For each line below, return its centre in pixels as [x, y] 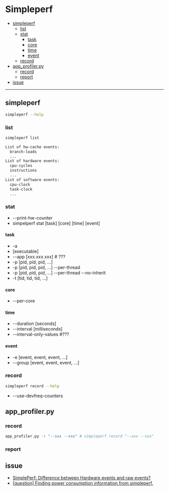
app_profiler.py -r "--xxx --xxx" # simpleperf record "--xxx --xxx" [80, 437]
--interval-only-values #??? [41, 335]
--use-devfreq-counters [38, 396]
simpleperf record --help [32, 386]
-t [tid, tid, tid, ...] [30, 278]
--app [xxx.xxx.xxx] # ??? [39, 256]
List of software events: [32, 180]
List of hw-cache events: [32, 147]
